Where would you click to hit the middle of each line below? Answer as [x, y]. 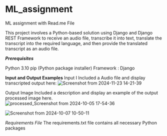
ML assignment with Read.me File [40, 23]
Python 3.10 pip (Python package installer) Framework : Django [70, 68]
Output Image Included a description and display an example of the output [82, 92]
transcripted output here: [31, 83]
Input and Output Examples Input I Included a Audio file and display [75, 77]
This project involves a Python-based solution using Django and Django [79, 32]
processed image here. [29, 98]
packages [15, 128]
